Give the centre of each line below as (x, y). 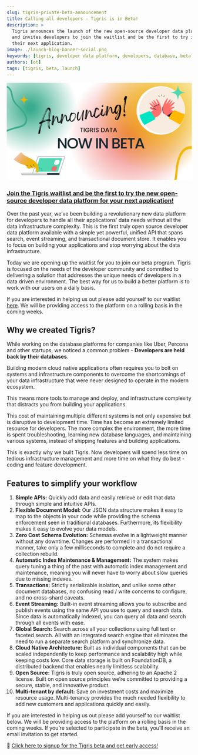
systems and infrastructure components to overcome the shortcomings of (96, 375)
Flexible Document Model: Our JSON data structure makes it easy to (99, 510)
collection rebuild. (37, 554)
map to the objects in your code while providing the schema (88, 516)
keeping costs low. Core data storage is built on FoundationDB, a (93, 660)
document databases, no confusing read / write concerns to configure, (101, 591)
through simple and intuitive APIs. (56, 504)
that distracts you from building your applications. (67, 405)
